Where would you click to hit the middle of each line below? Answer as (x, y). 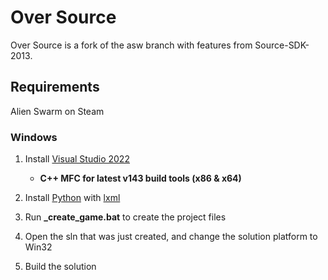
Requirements (55, 87)
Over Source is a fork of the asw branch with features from (131, 45)
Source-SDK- (282, 45)
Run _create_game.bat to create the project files (125, 217)
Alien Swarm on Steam (57, 111)
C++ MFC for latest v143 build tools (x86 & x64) (140, 178)
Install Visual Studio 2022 (77, 159)
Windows (34, 137)
